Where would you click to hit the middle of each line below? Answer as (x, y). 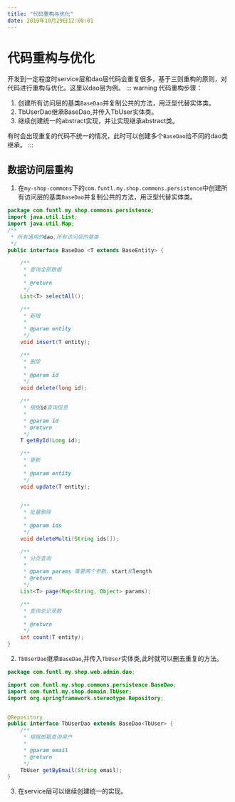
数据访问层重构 (40, 169)
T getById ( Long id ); (51, 441)
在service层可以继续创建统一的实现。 (72, 791)
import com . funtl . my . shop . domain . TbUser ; (70, 692)
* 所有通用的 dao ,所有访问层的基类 (54, 237)
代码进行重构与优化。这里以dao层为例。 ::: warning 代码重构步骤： (105, 88)
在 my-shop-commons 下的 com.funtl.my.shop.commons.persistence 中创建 (120, 188)
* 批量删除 (37, 512)
